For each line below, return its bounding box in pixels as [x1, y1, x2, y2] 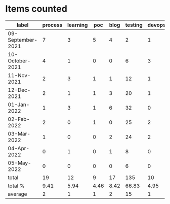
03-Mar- [8, 130, 30, 137]
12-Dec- [8, 86, 31, 93]
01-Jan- [8, 101, 30, 108]
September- [8, 36, 38, 43]
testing [125, 21, 143, 28]
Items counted [5, 3, 67, 15]
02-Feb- [8, 115, 30, 122]
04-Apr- [8, 145, 29, 152]
